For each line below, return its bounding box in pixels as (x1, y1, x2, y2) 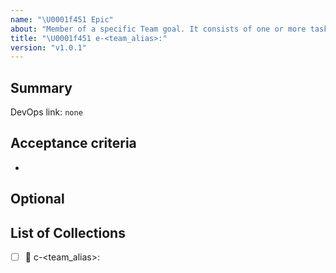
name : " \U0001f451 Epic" (10, 14, 114, 25)
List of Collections (10, 224, 126, 241)
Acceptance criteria (10, 135, 137, 152)
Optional (10, 191, 65, 208)
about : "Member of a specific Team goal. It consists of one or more (10, 24, 307, 34)
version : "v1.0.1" (10, 42, 87, 53)
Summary (10, 79, 73, 96)
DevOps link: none (10, 106, 83, 118)
